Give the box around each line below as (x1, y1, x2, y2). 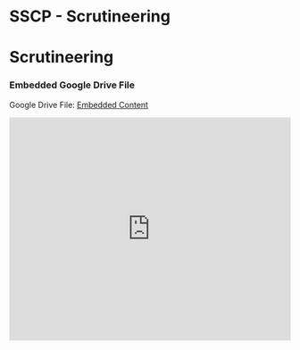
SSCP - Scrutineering (9, 6, 171, 27)
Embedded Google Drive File (9, 79, 136, 91)
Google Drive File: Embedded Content (9, 99, 149, 110)
